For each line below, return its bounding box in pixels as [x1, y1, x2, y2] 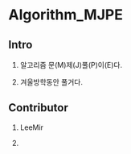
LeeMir [19, 123, 44, 132]
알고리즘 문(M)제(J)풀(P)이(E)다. [19, 60, 123, 69]
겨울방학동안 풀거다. [19, 77, 83, 86]
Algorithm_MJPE [8, 6, 123, 24]
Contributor [8, 101, 68, 114]
